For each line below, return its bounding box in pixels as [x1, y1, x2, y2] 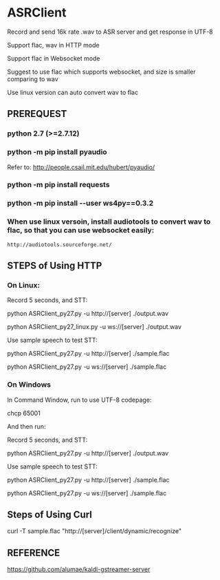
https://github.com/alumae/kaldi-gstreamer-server [7, 566, 151, 574]
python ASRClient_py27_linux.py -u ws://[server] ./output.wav [7, 323, 182, 331]
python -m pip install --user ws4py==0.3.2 [7, 198, 154, 208]
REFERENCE [7, 547, 60, 559]
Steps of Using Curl [7, 509, 93, 521]
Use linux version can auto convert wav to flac [7, 88, 139, 96]
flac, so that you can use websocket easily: [7, 226, 155, 235]
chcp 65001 [7, 409, 41, 417]
